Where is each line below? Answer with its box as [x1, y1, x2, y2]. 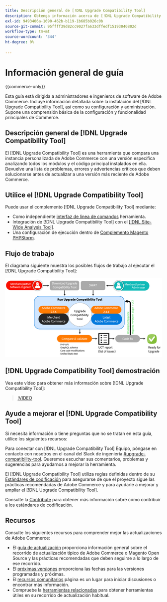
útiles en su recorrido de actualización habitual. [12, 592, 110, 598]
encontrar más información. [12, 582, 70, 588]
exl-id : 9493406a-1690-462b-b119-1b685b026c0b [5, 18, 103, 23]
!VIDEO [17, 395, 32, 401]
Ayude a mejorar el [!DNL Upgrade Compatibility [5, 409, 158, 418]
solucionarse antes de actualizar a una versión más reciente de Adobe [5, 171, 149, 177]
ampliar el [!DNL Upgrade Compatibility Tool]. [5, 487, 98, 493]
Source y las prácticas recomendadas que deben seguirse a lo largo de [12, 555, 159, 561]
